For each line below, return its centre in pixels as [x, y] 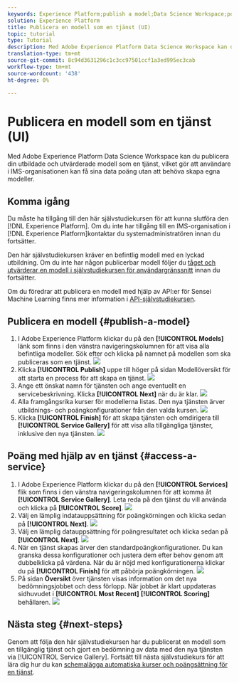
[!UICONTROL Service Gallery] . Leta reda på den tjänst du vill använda [122, 499]
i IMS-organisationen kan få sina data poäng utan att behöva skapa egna [114, 171]
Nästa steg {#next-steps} [65, 624]
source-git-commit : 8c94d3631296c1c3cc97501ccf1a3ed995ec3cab [101, 60]
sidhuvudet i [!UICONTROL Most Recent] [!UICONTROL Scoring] [113, 593]
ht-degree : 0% [28, 80]
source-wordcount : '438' [44, 73]
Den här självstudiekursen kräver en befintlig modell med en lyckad [106, 255]
